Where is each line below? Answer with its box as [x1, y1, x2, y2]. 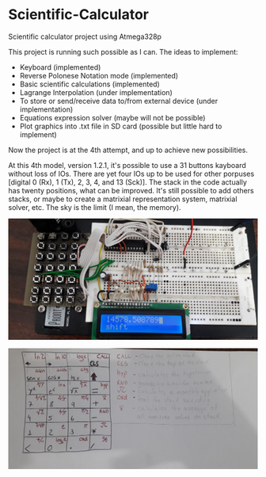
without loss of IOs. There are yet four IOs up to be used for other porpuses [8, 169, 255, 178]
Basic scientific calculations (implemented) [19, 79, 160, 89]
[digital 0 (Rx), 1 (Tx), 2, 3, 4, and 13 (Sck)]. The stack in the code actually [8, 177, 248, 187]
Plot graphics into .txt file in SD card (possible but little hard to [19, 121, 222, 131]
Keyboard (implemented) [19, 62, 101, 72]
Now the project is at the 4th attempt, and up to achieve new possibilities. [8, 145, 248, 155]
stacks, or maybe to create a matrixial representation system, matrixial [8, 194, 237, 204]
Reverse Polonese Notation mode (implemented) [19, 71, 179, 80]
